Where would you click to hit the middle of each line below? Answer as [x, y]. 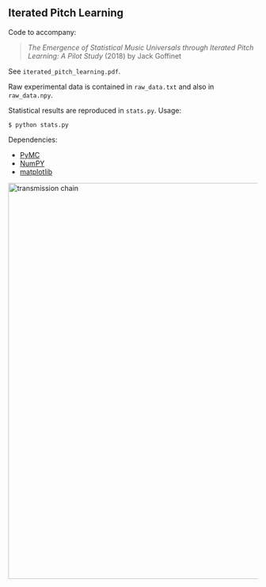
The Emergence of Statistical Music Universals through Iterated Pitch [141, 48]
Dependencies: [33, 139]
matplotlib [36, 172]
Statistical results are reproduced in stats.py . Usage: [95, 110]
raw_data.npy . [30, 95]
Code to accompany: [42, 32]
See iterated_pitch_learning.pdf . [65, 71]
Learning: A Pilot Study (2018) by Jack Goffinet [104, 55]
